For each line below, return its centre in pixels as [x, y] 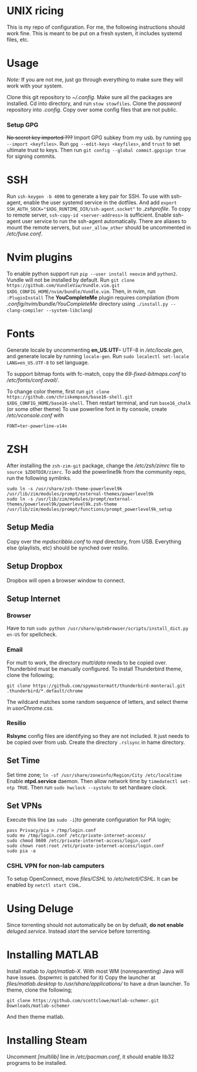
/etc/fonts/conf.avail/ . [33, 380]
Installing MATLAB [53, 955]
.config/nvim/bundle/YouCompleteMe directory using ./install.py [88, 304]
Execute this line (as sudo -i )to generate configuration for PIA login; [89, 820]
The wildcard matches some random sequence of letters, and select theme [97, 702]
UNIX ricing [35, 11]
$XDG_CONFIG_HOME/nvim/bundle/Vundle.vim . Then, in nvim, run [81, 291]
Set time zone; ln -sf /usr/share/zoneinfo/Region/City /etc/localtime [94, 775]
